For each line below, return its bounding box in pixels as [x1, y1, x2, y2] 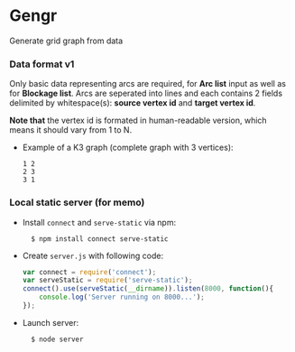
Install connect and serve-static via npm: [22, 217, 177, 227]
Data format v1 [9, 58, 75, 70]
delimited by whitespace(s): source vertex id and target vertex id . [9, 97, 256, 108]
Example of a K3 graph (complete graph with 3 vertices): [22, 142, 234, 153]
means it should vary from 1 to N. [9, 125, 133, 135]
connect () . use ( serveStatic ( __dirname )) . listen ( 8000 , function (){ [22, 284, 273, 293]
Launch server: [22, 317, 79, 328]
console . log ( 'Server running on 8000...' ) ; [39, 292, 206, 302]
